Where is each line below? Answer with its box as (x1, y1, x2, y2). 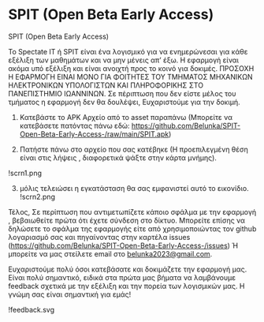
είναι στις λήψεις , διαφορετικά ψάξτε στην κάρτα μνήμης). (19, 152, 217, 163)
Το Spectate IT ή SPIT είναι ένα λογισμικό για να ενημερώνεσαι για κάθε (8, 47, 248, 56)
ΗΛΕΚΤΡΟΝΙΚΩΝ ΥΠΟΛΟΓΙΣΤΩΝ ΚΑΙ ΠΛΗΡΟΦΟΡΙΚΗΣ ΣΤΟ (8, 80, 203, 90)
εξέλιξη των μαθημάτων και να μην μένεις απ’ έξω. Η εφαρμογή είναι (8, 55, 239, 65)
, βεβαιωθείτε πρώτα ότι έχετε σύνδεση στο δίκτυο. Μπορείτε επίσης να (8, 215, 246, 225)
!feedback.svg (8, 305, 55, 314)
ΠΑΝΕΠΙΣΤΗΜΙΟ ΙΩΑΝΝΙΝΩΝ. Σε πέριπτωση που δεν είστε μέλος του (8, 88, 236, 98)
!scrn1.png (8, 168, 42, 178)
